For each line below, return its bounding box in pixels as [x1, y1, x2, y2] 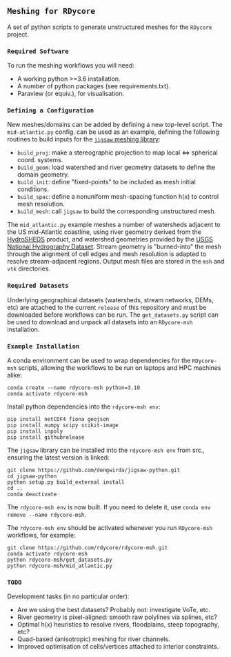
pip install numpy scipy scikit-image [7, 422, 119, 429]
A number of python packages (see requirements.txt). [17, 82, 170, 90]
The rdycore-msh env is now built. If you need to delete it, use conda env [7, 503, 211, 511]
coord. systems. [17, 156, 63, 164]
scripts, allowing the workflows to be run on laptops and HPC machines [18, 364, 221, 372]
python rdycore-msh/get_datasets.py [7, 556, 112, 563]
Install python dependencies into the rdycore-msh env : [7, 402, 161, 411]
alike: [7, 371, 23, 379]
